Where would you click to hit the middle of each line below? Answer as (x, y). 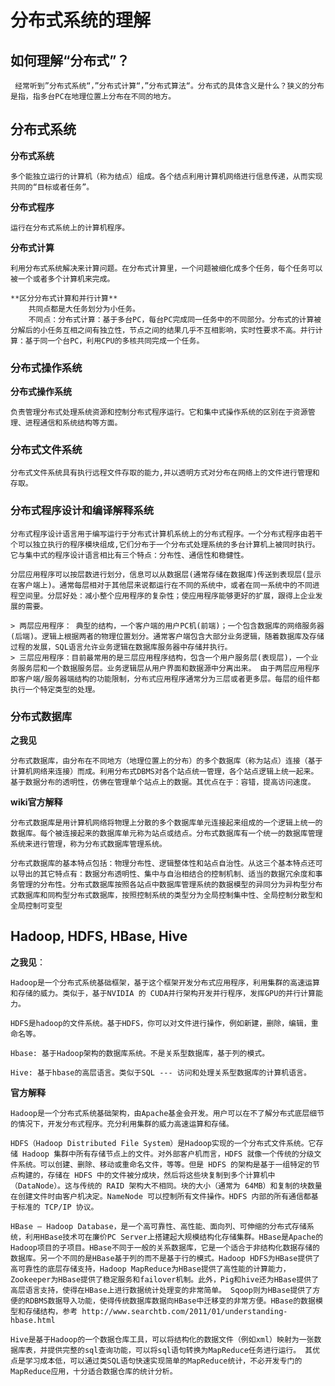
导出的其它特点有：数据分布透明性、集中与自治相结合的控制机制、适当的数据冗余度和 (166, 874)
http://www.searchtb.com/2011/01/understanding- (184, 1311)
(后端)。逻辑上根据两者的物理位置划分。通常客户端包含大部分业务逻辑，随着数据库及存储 (167, 636)
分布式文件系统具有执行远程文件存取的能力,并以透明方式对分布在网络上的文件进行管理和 (165, 473)
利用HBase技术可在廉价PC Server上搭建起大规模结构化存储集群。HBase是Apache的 (174, 1237)
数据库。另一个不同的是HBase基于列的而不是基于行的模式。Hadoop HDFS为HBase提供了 (165, 1258)
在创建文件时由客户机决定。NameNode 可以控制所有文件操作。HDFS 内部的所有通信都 (161, 1196)
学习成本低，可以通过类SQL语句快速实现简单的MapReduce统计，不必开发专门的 (163, 1361)
